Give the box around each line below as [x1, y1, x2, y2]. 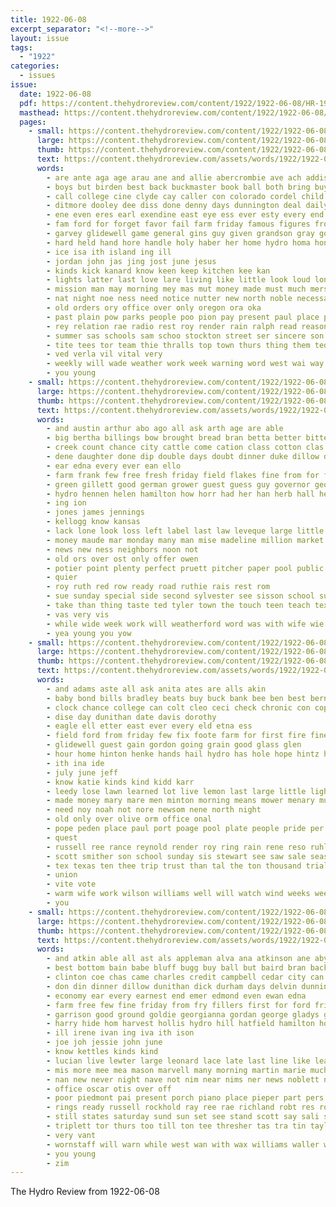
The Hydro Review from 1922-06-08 [10, 1186, 160, 1198]
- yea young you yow [46, 628, 132, 638]
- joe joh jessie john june [46, 1037, 163, 1048]
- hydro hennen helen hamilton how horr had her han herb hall [46, 489, 315, 499]
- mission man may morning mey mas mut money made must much [46, 284, 307, 295]
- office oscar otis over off [46, 1084, 172, 1094]
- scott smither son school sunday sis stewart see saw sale [46, 851, 307, 861]
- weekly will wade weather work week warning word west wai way [46, 359, 325, 369]
